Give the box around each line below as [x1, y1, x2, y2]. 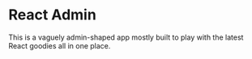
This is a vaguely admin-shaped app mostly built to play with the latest [8, 32, 244, 42]
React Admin [8, 6, 97, 24]
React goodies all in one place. [8, 40, 111, 50]
